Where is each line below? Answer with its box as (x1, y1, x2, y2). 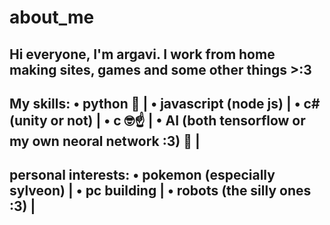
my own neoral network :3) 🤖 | (9, 132, 201, 150)
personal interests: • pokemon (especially (9, 167, 276, 184)
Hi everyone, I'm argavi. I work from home (9, 46, 276, 63)
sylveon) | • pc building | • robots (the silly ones (9, 182, 312, 200)
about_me (9, 6, 95, 29)
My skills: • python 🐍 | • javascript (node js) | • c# (9, 95, 321, 112)
